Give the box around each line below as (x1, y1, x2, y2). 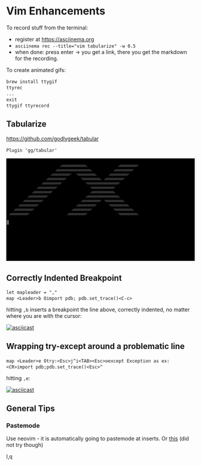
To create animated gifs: (6, 66, 66, 73)
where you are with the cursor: (6, 312, 82, 319)
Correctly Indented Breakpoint (6, 273, 122, 283)
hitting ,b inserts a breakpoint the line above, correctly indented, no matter (6, 306, 190, 313)
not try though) (6, 441, 44, 449)
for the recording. (14, 55, 59, 62)
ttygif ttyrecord (6, 103, 50, 109)
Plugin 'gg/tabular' (6, 147, 58, 154)
